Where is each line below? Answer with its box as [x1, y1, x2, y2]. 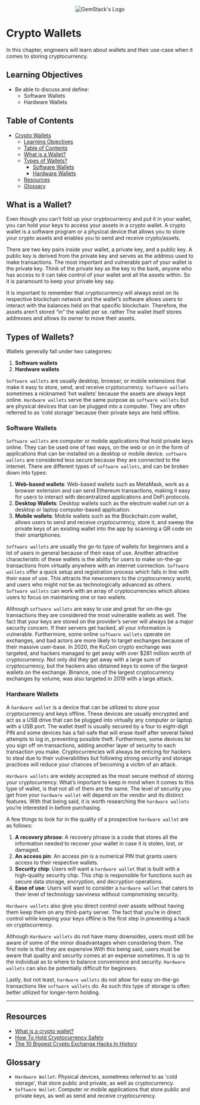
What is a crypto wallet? [14, 1027, 74, 1035]
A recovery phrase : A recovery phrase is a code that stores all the [14, 833, 177, 841]
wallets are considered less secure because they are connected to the [6, 457, 180, 464]
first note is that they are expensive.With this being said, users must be [6, 945, 180, 952]
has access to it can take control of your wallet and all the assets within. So [6, 272, 190, 279]
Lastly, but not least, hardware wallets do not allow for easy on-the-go [6, 976, 180, 983]
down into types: [6, 469, 48, 476]
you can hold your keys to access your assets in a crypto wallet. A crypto [6, 221, 186, 229]
